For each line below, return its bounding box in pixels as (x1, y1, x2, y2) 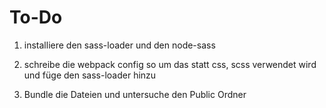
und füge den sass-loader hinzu (23, 69, 157, 81)
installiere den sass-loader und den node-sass (23, 39, 216, 51)
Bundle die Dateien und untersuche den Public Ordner (23, 88, 247, 100)
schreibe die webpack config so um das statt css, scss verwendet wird (23, 58, 317, 70)
